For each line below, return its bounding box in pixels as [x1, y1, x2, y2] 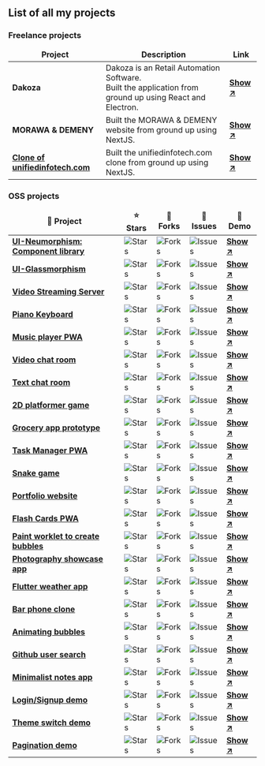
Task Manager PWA [12, 445, 88, 456]
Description [140, 49, 187, 60]
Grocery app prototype [12, 422, 101, 433]
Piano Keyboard [12, 308, 73, 319]
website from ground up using [105, 124, 218, 135]
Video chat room [12, 354, 77, 365]
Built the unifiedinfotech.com [105, 147, 213, 158]
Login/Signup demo [12, 694, 88, 705]
